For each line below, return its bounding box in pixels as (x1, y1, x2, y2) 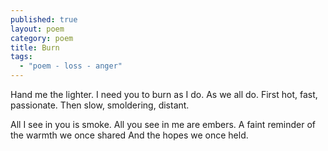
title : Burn (10, 42, 60, 53)
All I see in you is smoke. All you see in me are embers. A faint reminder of (10, 119, 317, 130)
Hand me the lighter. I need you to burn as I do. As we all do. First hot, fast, (10, 89, 318, 100)
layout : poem (10, 24, 65, 34)
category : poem (10, 33, 74, 43)
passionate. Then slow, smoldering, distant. (10, 99, 190, 111)
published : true (10, 14, 78, 25)
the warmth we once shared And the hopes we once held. (10, 129, 249, 141)
